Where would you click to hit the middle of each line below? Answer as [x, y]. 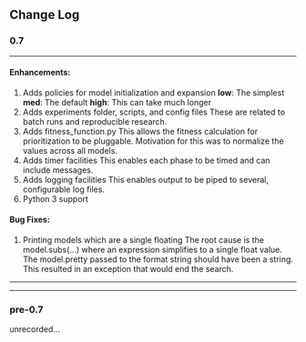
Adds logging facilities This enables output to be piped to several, [145, 179]
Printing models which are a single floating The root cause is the [143, 240]
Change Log [45, 15]
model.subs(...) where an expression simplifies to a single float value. [152, 250]
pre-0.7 [26, 310]
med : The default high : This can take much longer [117, 102]
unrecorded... [35, 329]
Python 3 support [56, 198]
